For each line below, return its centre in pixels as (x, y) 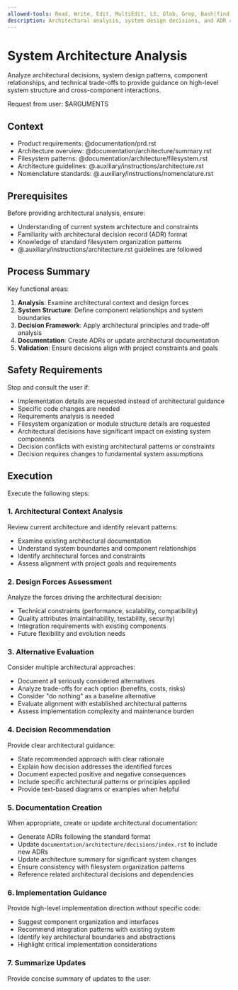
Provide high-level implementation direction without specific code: (104, 908)
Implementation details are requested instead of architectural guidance (121, 401)
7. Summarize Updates (47, 963)
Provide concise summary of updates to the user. (79, 978)
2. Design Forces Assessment (59, 581)
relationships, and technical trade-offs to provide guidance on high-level (113, 83)
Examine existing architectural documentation (84, 541)
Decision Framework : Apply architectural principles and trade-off (114, 325)
